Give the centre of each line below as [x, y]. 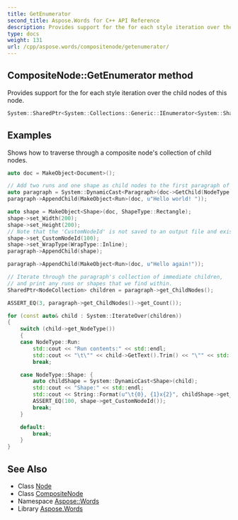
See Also [27, 469]
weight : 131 [25, 40]
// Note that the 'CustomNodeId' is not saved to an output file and [112, 231]
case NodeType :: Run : [50, 342]
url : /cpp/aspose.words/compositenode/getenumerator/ [89, 47]
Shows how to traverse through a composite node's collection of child [109, 153]
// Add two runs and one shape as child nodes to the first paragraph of [119, 186]
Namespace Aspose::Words [58, 501]
